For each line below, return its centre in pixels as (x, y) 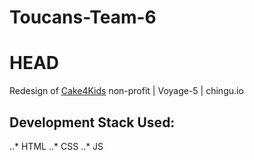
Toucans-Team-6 (83, 17)
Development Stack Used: (92, 122)
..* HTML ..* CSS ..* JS (56, 146)
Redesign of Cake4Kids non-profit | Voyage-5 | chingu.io (126, 91)
